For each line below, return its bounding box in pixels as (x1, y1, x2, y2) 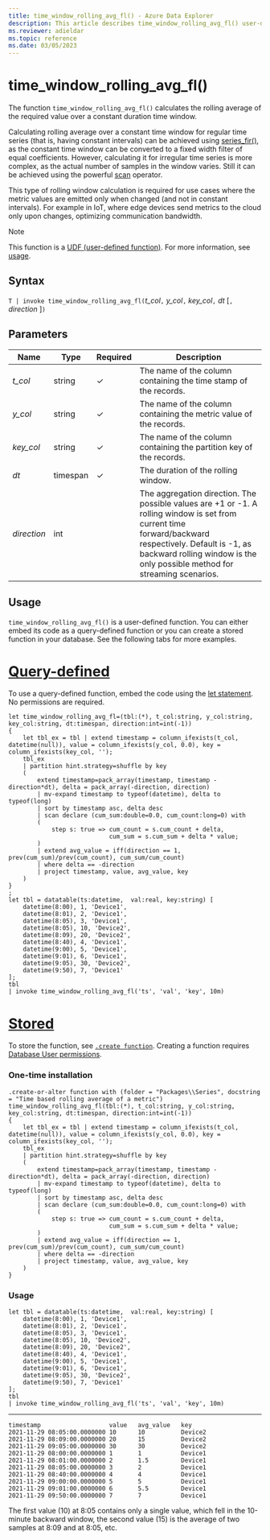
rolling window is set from (139, 508, 237, 519)
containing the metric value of (139, 408, 253, 419)
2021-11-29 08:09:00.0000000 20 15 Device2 (8, 1435, 207, 1443)
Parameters (8, 328, 68, 341)
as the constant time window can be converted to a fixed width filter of (8, 144, 243, 154)
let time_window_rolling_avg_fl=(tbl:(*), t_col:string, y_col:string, (8, 713, 253, 721)
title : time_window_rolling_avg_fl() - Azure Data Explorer (8, 11, 215, 20)
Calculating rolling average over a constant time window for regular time (8, 127, 247, 137)
